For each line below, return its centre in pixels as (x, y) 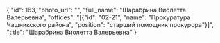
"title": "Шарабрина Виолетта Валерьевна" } (71, 32)
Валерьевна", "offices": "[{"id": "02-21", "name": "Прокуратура (99, 17)
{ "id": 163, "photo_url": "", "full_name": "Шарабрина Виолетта (96, 10)
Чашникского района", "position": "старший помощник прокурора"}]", (110, 25)
